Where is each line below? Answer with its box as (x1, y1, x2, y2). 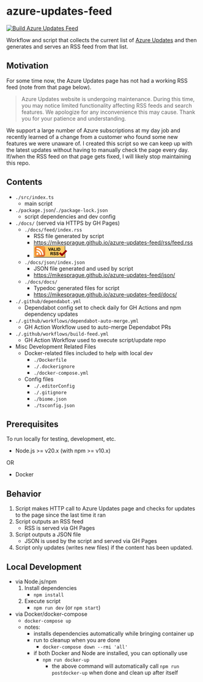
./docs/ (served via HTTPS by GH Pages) (15, 219, 120, 227)
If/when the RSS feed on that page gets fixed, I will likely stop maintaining (6, 152, 191, 160)
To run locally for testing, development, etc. (6, 435, 116, 443)
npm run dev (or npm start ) (33, 604, 101, 611)
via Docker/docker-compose (15, 610, 87, 618)
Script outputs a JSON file (15, 531, 81, 538)
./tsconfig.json (33, 402, 75, 408)
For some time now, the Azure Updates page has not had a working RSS (6, 77, 188, 84)
